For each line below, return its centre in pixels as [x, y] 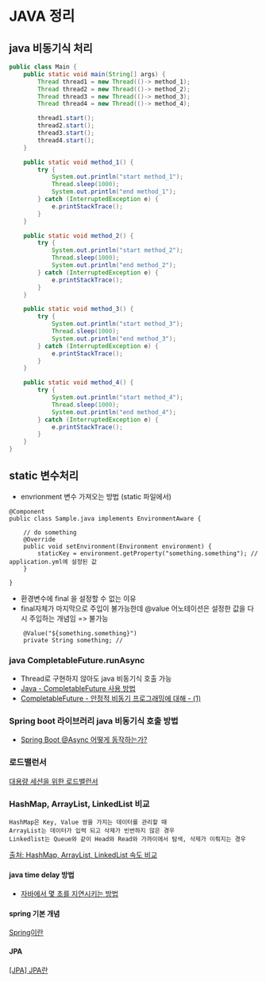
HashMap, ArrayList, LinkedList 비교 [79, 804]
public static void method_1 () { [79, 162]
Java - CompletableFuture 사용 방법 [78, 689]
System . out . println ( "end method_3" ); [114, 339]
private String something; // [73, 640]
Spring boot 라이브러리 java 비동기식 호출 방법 [94, 721]
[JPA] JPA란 [29, 970]
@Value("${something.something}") [80, 633]
